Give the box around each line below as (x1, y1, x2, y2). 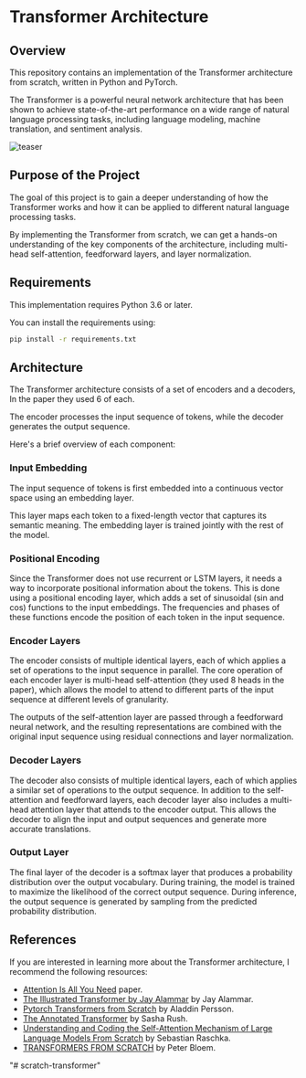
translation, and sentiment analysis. (9, 123, 143, 134)
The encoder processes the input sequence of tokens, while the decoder (9, 411, 284, 422)
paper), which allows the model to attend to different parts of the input (9, 684, 274, 695)
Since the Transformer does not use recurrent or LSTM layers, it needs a (9, 573, 283, 584)
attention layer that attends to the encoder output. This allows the (30, 804, 277, 815)
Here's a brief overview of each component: (9, 439, 176, 449)
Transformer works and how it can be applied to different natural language (9, 201, 290, 212)
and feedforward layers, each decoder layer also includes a (44, 794, 269, 805)
